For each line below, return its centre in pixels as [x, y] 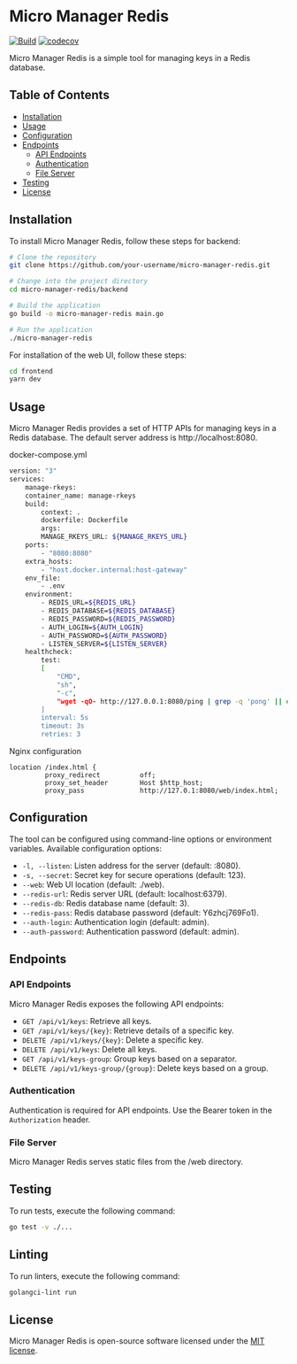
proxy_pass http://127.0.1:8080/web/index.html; [161, 790]
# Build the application [55, 306]
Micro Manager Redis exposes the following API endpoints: [117, 1004]
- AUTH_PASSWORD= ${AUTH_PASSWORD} [104, 636]
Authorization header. [50, 1119]
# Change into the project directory [79, 281]
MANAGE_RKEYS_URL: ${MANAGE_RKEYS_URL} [114, 537]
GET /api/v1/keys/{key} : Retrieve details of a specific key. [128, 1030]
